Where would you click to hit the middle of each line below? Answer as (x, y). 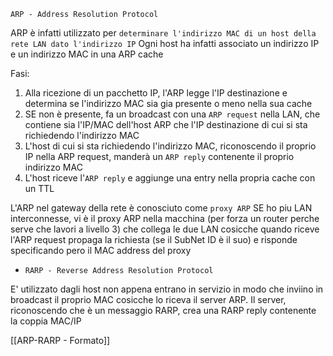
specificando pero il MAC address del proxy (101, 250)
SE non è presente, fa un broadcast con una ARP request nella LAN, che (172, 114)
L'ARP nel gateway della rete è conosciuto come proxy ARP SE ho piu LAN (161, 208)
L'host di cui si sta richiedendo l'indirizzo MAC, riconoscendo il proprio (170, 146)
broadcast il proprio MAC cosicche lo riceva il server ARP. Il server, (148, 299)
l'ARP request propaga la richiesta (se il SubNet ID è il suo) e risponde (154, 239)
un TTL (39, 188)
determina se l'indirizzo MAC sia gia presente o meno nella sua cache (168, 103)
